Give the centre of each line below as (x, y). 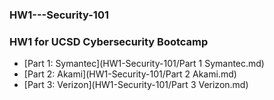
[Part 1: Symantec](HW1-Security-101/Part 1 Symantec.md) (144, 64)
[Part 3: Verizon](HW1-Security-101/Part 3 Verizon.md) (136, 85)
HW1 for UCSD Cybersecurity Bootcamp (109, 41)
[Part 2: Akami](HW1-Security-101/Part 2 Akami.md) (130, 74)
